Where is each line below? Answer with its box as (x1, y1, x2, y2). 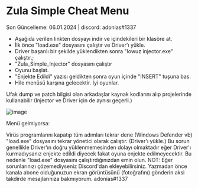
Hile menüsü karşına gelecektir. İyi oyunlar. (14, 79, 119, 86)
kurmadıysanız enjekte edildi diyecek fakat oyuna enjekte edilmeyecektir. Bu (6, 150, 192, 157)
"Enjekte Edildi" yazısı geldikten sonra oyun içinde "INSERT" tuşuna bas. (14, 73, 191, 80)
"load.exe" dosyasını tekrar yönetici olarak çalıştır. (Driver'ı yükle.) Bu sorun (6, 137, 190, 144)
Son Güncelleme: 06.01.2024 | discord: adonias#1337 (6, 24, 137, 31)
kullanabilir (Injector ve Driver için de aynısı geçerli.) (6, 96, 132, 104)
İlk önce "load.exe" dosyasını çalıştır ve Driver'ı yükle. (14, 41, 146, 48)
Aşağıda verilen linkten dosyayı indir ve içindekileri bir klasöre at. (14, 35, 173, 42)
